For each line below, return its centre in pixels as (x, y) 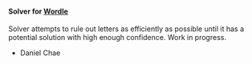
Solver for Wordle (38, 11)
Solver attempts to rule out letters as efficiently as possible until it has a (126, 29)
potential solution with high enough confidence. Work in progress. (118, 38)
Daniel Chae (40, 53)
